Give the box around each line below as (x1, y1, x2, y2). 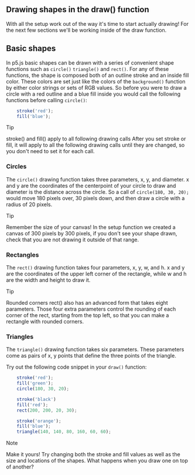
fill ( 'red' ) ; (16, 402, 49, 407)
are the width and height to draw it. (6, 276, 91, 284)
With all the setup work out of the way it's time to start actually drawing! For (6, 20, 189, 27)
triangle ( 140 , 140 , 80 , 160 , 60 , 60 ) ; (16, 429, 111, 435)
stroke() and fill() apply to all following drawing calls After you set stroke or (6, 135, 186, 143)
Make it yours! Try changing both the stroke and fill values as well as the (6, 451, 180, 458)
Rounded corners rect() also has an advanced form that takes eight (6, 299, 168, 306)
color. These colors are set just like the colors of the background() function (6, 78, 186, 85)
